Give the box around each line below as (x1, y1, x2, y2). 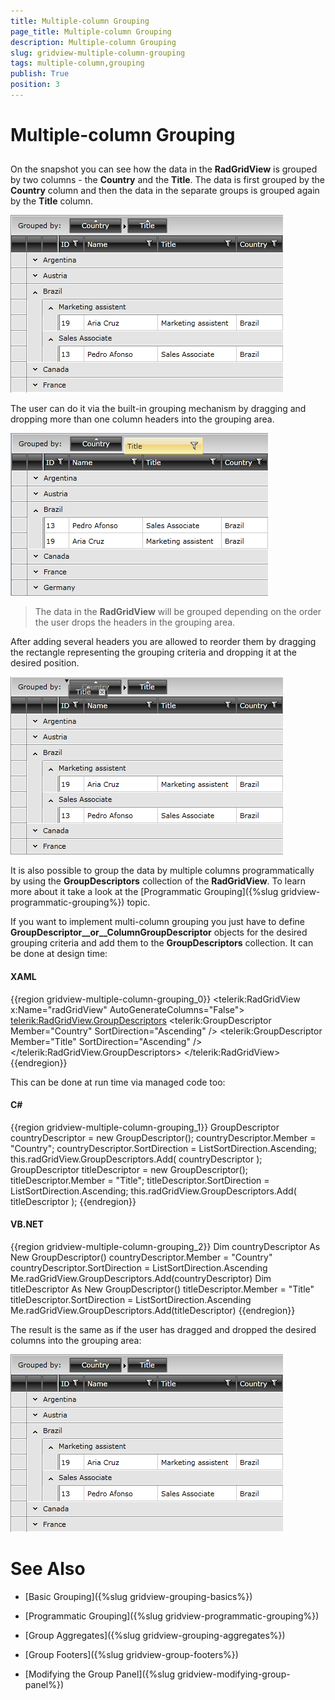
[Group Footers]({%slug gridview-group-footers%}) (24, 1649, 239, 1660)
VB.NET (10, 1218, 44, 1230)
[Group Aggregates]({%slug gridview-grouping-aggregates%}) (24, 1630, 286, 1641)
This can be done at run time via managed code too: (10, 1076, 226, 1088)
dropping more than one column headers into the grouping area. (10, 413, 275, 425)
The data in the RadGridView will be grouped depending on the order (34, 606, 322, 618)
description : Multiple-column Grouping (10, 37, 177, 47)
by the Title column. (10, 195, 94, 207)
